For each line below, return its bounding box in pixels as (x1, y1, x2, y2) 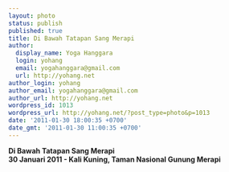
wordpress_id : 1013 (8, 101, 74, 109)
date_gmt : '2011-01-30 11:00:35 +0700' (8, 124, 142, 132)
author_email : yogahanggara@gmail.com (8, 86, 138, 95)
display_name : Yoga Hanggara (15, 49, 113, 57)
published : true (8, 27, 63, 35)
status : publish (8, 19, 63, 27)
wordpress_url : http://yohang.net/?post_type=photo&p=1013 (8, 109, 211, 117)
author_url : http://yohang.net (8, 94, 113, 102)
